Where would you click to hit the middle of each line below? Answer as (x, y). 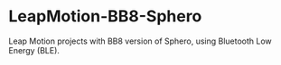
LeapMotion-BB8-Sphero (105, 16)
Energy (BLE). (34, 50)
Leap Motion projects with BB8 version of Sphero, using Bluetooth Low (140, 41)
